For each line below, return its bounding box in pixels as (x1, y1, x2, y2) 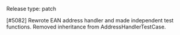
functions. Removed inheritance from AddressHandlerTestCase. (6, 24, 166, 30)
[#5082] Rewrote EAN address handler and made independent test (6, 17, 174, 24)
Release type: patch (6, 5, 57, 12)
